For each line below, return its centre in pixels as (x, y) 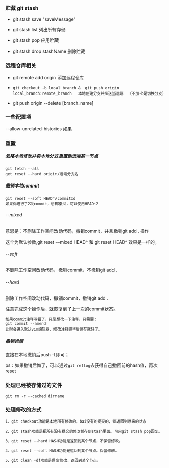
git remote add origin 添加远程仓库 (48, 77)
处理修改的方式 (23, 409)
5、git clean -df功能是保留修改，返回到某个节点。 (53, 460)
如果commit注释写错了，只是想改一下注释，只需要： (51, 319)
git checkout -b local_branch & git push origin (66, 88)
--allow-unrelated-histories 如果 (39, 129)
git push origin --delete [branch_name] (53, 103)
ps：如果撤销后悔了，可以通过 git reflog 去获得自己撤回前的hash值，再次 (81, 365)
